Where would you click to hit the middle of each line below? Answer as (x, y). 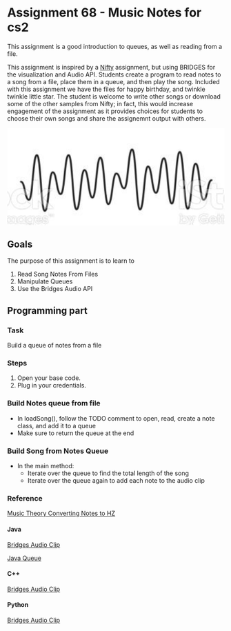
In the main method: (46, 466)
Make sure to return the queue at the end (76, 433)
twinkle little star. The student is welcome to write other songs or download (114, 96)
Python (18, 605)
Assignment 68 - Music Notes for (104, 13)
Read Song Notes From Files (58, 274)
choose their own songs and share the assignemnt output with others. (107, 118)
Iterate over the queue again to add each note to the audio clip (116, 481)
